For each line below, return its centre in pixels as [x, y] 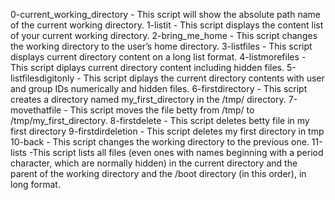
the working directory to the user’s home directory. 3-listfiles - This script [161, 46]
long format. [35, 184]
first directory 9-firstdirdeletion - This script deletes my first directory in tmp [167, 131]
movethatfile [36, 110]
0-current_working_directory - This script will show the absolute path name [165, 14]
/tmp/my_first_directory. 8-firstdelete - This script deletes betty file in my [160, 120]
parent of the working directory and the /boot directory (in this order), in [158, 173]
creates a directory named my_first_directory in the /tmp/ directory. [148, 99]
